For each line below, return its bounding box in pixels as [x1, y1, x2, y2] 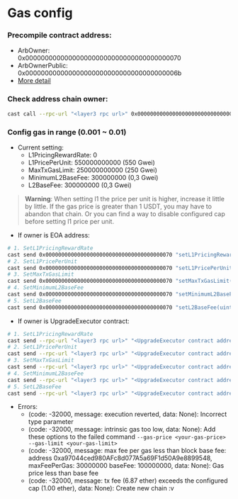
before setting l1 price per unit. [24, 217, 115, 225]
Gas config [7, 5, 73, 21]
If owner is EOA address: [17, 230, 90, 239]
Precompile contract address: [7, 30, 112, 40]
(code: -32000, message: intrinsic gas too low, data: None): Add [28, 425, 216, 434]
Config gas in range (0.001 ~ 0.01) [7, 127, 127, 137]
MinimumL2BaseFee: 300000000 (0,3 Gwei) [28, 173, 159, 181]
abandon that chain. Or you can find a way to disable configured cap [24, 209, 225, 218]
